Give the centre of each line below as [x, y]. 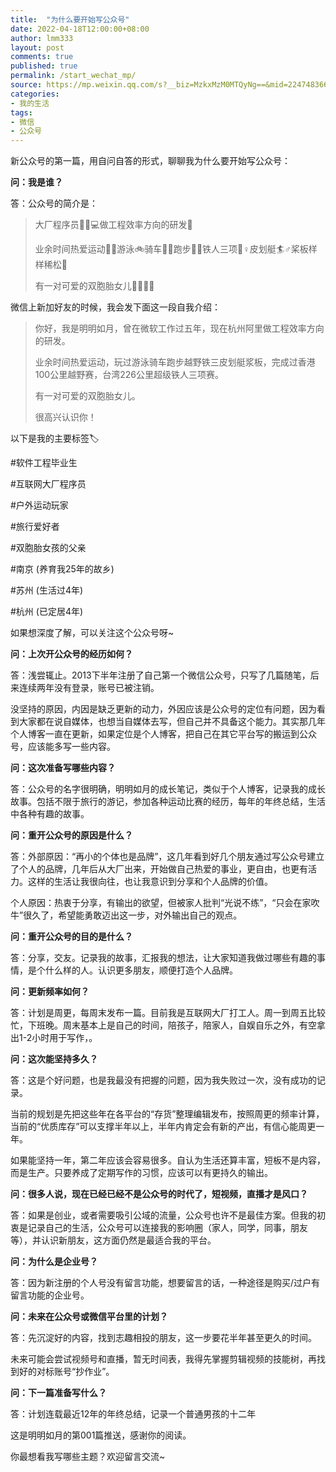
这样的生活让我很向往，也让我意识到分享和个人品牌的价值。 [150, 882]
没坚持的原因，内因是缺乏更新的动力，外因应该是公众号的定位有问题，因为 [163, 709]
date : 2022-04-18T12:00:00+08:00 [80, 29]
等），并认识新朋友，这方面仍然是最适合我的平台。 [113, 1240]
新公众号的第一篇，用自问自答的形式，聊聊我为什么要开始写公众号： [150, 161]
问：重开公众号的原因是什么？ [71, 835]
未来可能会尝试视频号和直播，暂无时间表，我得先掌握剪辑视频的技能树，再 [163, 1359]
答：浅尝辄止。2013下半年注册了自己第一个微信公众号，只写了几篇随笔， [160, 675]
